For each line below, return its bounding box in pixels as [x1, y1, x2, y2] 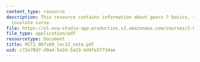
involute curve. [11, 19, 52, 25]
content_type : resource [6, 8, 65, 15]
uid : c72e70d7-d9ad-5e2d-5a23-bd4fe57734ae [6, 47, 116, 53]
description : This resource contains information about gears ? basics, [6, 14, 190, 20]
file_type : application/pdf [6, 31, 76, 37]
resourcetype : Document [6, 36, 65, 42]
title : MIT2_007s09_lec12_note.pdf [6, 42, 95, 48]
